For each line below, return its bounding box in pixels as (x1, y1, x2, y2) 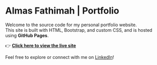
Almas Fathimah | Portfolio (5, 5, 120, 17)
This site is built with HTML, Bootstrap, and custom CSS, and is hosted (5, 27, 153, 33)
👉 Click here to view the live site (5, 42, 76, 48)
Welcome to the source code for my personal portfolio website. (5, 22, 137, 28)
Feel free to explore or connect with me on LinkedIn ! (5, 54, 114, 60)
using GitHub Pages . (5, 32, 49, 38)
